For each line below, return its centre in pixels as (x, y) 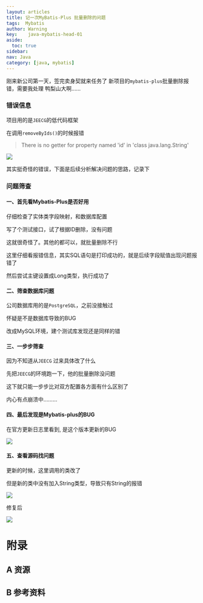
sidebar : (17, 52)
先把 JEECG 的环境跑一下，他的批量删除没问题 (61, 373)
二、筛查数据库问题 (30, 291)
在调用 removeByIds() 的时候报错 (45, 133)
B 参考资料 (26, 592)
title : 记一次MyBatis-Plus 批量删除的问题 (56, 18)
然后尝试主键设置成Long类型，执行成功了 (58, 275)
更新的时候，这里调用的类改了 (43, 470)
